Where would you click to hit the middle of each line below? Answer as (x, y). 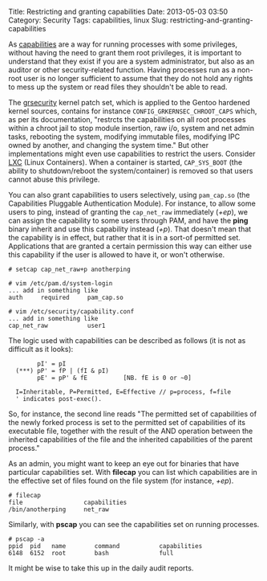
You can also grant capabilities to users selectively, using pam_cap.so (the (129, 195)
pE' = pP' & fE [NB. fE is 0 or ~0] (115, 378)
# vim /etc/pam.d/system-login (61, 284)
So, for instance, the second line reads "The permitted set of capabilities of (133, 414)
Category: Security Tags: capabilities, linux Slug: (88, 20)
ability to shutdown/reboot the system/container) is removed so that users (131, 171)
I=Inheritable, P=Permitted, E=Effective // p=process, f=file (123, 392)
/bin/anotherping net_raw (59, 509)
